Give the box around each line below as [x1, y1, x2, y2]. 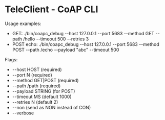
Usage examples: [5, 20, 42, 27]
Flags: [5, 56, 18, 62]
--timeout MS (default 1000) [12, 93, 72, 100]
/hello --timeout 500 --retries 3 [23, 36, 89, 42]
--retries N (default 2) [12, 99, 58, 105]
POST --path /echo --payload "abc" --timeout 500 [12, 46, 119, 53]
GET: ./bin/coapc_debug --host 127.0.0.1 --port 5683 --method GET [12, 30, 155, 36]
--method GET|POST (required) [12, 77, 79, 83]
